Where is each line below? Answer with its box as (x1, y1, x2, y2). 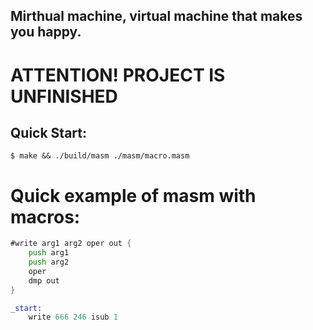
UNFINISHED (10, 85, 118, 108)
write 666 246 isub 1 (28, 312, 118, 323)
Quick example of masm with (10, 184, 257, 207)
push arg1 (28, 248, 70, 258)
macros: (10, 205, 81, 228)
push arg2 (28, 257, 70, 268)
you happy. (10, 24, 82, 41)
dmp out (28, 275, 60, 286)
